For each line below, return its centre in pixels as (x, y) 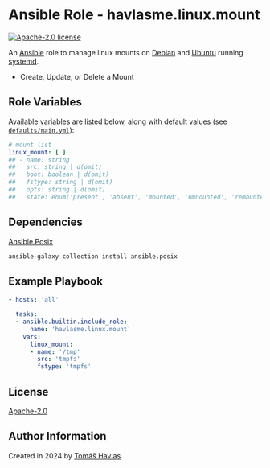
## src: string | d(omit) (55, 167)
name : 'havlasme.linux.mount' (80, 329)
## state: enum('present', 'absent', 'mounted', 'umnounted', (118, 197)
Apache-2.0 (28, 411)
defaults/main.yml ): (41, 129)
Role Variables (45, 102)
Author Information (57, 436)
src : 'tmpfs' (59, 359)
